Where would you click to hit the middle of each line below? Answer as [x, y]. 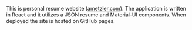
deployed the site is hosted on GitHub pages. [61, 21]
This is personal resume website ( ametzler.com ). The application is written [96, 9]
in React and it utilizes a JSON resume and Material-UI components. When [96, 15]
